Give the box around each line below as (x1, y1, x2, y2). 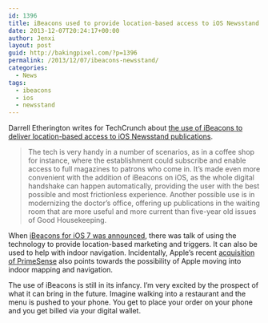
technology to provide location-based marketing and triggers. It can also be (8, 240, 258, 249)
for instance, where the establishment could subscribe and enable (27, 155, 246, 165)
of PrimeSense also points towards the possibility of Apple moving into (8, 256, 242, 266)
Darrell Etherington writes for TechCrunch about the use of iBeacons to (8, 123, 243, 133)
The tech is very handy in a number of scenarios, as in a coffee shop (27, 147, 254, 157)
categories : (8, 64, 48, 72)
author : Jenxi (8, 34, 56, 42)
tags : (8, 79, 26, 87)
